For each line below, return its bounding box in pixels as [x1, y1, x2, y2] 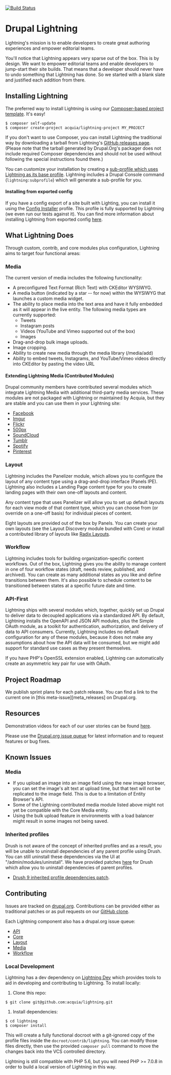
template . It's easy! [5, 111, 45, 117]
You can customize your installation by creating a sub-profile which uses [5, 166, 158, 172]
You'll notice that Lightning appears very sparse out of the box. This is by [5, 55, 159, 61]
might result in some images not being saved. [12, 818, 109, 824]
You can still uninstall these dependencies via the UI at [5, 854, 120, 860]
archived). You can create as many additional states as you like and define [5, 572, 162, 578]
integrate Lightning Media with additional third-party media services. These [5, 390, 164, 396]
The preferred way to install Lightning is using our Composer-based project [5, 105, 164, 111]
